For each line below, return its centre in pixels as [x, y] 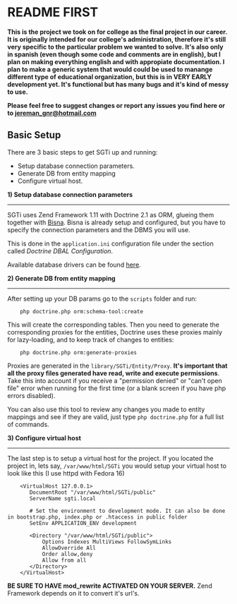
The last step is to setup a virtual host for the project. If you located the [110, 458]
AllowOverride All [69, 548]
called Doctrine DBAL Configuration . [60, 250]
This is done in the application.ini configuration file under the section [110, 243]
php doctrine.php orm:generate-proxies [79, 352]
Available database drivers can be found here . [74, 265]
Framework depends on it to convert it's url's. [73, 593]
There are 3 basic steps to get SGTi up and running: [83, 152]
